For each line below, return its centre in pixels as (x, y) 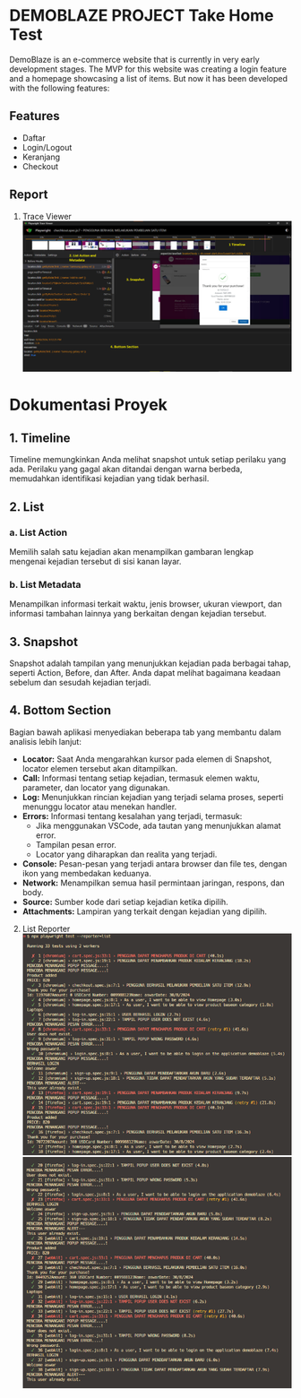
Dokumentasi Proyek (89, 405)
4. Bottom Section (60, 710)
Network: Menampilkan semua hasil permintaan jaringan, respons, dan (153, 883)
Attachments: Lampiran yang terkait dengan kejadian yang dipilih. (144, 911)
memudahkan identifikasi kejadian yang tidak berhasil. (109, 479)
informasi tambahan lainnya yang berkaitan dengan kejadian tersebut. (138, 614)
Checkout (40, 166)
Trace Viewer (47, 216)
